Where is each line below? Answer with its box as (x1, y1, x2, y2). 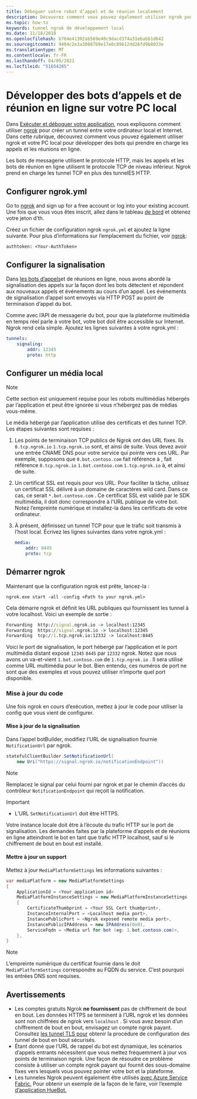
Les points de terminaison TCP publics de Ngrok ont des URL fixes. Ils (14, 437, 184, 444)
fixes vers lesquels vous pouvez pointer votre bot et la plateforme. (14, 1068, 175, 1075)
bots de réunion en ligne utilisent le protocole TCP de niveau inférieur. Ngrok (6, 163, 191, 171)
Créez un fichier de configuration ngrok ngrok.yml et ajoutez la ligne (6, 226, 171, 233)
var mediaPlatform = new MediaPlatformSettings (6, 878, 125, 884)
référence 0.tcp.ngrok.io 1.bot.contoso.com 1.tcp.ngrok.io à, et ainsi (14, 462, 186, 469)
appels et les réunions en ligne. (6, 145, 81, 153)
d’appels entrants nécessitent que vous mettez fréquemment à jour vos (14, 1049, 187, 1056)
